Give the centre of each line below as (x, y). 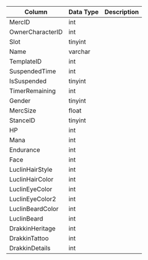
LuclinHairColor (31, 179)
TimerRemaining (33, 91)
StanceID (22, 120)
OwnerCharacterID (36, 32)
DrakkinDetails (30, 248)
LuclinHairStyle (31, 170)
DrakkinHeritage (33, 228)
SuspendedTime (33, 71)
